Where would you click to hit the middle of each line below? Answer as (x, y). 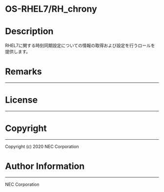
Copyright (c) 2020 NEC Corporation (42, 146)
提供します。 (18, 52)
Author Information (45, 166)
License (21, 100)
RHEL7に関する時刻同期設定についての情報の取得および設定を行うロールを (80, 45)
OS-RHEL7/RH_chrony (51, 9)
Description (29, 32)
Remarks (24, 72)
